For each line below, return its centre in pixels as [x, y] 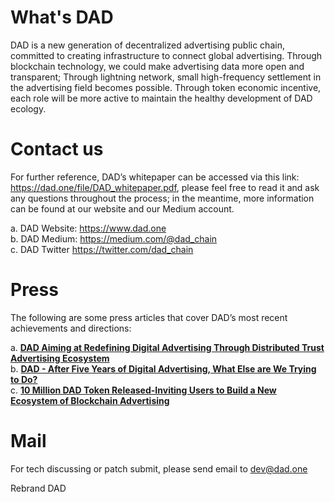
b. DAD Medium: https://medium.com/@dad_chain [114, 238]
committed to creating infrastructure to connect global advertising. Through [166, 55]
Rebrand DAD [38, 488]
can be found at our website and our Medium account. [122, 208]
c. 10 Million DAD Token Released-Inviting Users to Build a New [143, 390]
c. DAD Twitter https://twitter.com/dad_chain [102, 249]
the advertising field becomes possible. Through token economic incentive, [166, 87]
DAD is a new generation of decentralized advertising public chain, [147, 45]
